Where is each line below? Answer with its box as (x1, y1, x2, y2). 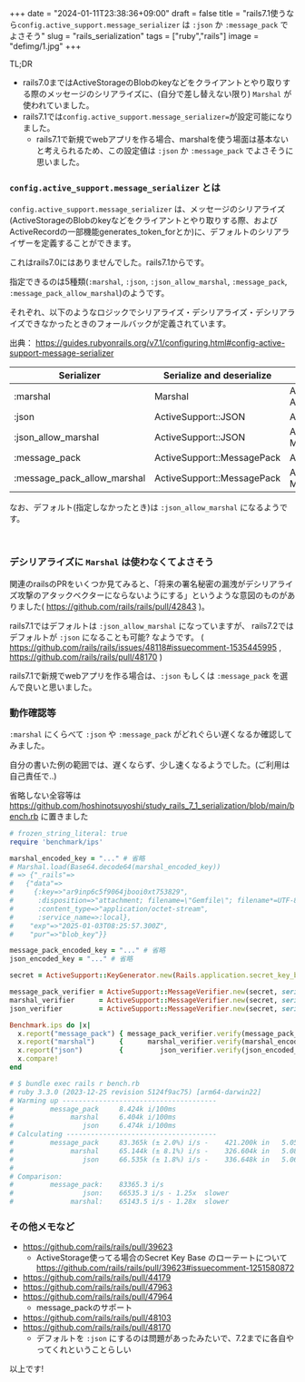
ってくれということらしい (35, 1344, 132, 1355)
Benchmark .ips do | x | (9, 1020, 92, 1030)
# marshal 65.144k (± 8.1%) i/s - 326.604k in (9, 1146, 271, 1155)
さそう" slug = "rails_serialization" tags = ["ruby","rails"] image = (16, 31, 260, 41)
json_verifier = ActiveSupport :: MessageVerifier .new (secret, (9, 1004, 279, 1014)
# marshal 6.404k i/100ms (9, 1112, 177, 1122)
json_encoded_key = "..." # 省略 (9, 955, 133, 964)
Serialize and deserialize (162, 369, 272, 382)
